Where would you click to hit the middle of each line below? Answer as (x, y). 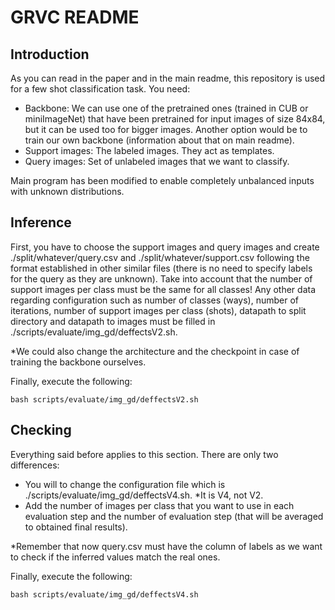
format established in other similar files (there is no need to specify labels (161, 268)
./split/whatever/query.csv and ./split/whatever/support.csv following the (160, 257)
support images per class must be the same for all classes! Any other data (163, 289)
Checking (41, 430)
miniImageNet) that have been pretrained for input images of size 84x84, (175, 119)
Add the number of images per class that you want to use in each (159, 505)
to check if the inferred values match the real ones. (115, 557)
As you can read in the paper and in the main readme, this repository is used (168, 78)
